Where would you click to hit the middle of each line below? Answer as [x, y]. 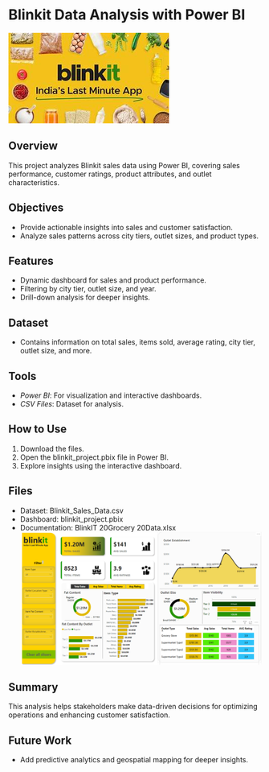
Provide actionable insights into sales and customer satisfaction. [126, 227]
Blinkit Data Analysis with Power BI [127, 15]
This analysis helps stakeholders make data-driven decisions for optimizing [133, 707]
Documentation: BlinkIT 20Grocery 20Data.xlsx [98, 527]
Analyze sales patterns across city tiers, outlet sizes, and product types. [139, 236]
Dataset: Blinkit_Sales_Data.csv [72, 510]
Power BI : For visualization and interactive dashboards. [111, 395]
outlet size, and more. [56, 351]
